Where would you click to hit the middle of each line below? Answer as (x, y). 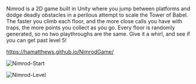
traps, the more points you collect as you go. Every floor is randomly (91, 27)
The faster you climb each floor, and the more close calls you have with (94, 21)
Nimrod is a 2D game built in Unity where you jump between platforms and (98, 9)
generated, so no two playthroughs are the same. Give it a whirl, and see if (98, 34)
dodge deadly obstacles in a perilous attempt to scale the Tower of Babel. (97, 15)
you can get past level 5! (37, 40)
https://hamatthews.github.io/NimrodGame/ (60, 52)
